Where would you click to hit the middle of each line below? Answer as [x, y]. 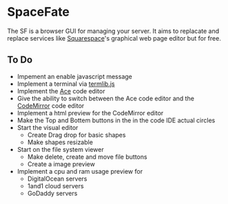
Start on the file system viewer [61, 149]
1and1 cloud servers [55, 185]
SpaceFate [39, 12]
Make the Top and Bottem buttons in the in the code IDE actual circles [116, 120]
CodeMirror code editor [51, 105]
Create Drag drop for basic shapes [76, 135]
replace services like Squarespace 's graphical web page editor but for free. [114, 38]
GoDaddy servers [52, 193]
